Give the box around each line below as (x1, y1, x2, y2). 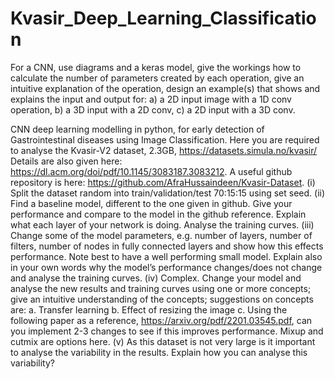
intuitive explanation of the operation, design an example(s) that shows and (10, 82, 321, 94)
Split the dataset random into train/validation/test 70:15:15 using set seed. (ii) (10, 187, 326, 199)
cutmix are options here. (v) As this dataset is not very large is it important (10, 335, 316, 347)
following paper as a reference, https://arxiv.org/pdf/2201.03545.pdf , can (10, 314, 313, 326)
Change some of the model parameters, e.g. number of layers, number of (10, 229, 313, 241)
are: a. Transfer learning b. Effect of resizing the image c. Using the (10, 303, 288, 316)
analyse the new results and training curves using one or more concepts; (10, 282, 312, 294)
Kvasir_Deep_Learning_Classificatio (10, 7, 317, 30)
